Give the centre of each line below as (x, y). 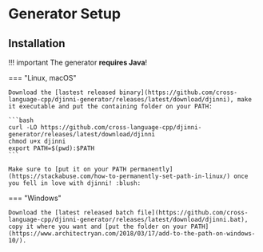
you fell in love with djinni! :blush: (75, 183)
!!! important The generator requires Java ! (78, 62)
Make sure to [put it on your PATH (68, 169)
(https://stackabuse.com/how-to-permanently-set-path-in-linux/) (119, 176)
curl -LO (23, 128)
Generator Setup (65, 14)
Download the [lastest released (62, 93)
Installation (37, 43)
